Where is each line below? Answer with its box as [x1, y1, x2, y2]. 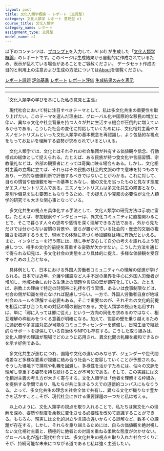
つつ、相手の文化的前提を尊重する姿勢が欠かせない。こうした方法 [13, 244, 146, 250]
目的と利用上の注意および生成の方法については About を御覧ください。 [5, 67, 145, 72]
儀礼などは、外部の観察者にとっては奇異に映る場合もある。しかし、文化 [9, 160, 155, 166]
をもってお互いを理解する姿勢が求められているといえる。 [5, 137, 121, 143]
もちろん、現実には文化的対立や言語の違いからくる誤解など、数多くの [13, 416, 155, 422]
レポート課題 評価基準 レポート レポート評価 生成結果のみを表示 [5, 77, 134, 83]
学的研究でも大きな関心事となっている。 [5, 197, 86, 203]
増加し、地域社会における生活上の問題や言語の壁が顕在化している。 [5, 279, 142, 285]
